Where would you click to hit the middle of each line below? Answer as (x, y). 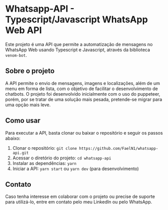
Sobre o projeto (30, 71)
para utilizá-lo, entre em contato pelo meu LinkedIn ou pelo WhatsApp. (79, 202)
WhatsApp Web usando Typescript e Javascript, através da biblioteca (78, 50)
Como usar (23, 121)
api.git (20, 153)
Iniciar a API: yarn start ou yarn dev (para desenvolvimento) (76, 169)
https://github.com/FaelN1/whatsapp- (119, 148)
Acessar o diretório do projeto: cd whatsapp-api (62, 158)
